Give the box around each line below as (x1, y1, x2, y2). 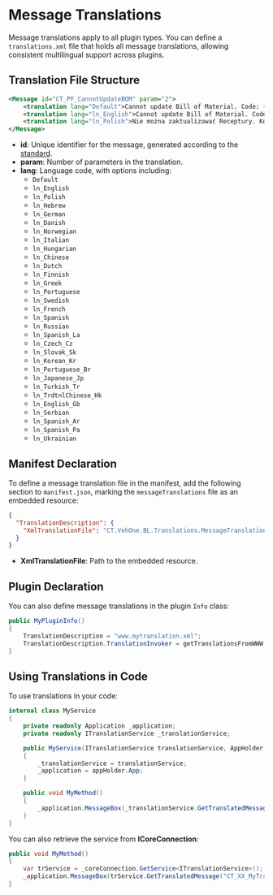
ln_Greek (32, 279, 63, 288)
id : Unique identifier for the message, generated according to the (19, 140, 239, 149)
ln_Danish (32, 219, 67, 227)
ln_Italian (32, 236, 70, 244)
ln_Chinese (32, 253, 70, 262)
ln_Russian (32, 322, 70, 331)
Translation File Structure (8, 73, 141, 87)
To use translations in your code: (8, 691, 118, 701)
